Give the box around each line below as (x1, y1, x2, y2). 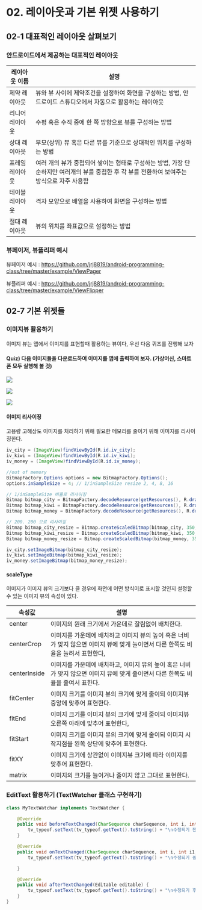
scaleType (6, 570, 33, 578)
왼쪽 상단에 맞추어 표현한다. (74, 740, 147, 748)
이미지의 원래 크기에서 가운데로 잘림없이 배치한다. (50, 620, 182, 628)
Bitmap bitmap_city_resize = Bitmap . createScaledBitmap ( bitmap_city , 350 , (6, 525, 198, 531)
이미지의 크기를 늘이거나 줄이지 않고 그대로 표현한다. (50, 771, 189, 780)
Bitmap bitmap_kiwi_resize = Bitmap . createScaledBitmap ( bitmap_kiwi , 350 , (6, 530, 198, 536)
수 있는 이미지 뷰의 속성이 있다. (6, 593, 79, 600)
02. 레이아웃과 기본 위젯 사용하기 (6, 5, 159, 19)
